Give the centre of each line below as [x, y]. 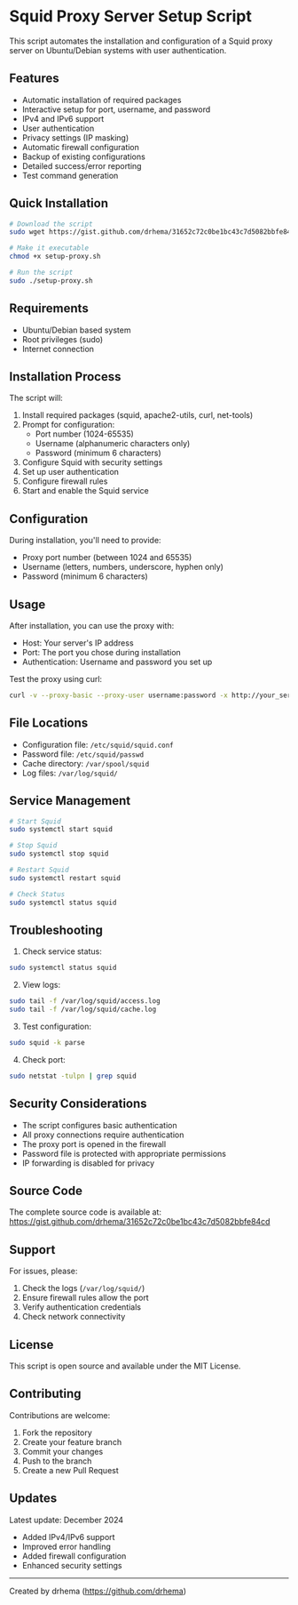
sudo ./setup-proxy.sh [51, 281]
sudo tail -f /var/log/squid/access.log [85, 1001]
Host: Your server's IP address [78, 643]
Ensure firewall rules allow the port [85, 1298]
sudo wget [27, 232]
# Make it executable [49, 248]
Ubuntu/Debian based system [76, 330]
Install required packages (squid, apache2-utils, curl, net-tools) [137, 415]
